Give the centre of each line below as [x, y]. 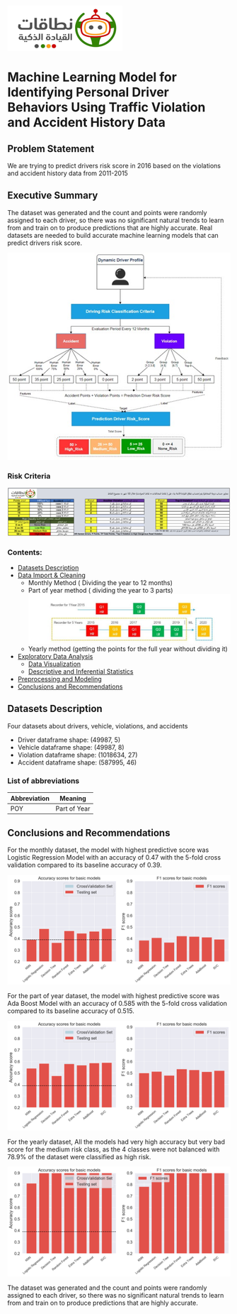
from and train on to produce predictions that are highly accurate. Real [110, 228]
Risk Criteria [29, 476]
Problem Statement [51, 149]
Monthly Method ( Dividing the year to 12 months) [100, 583]
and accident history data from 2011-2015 [68, 173]
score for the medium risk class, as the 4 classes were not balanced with [114, 1149]
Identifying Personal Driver [88, 93]
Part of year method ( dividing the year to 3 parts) [100, 591]
